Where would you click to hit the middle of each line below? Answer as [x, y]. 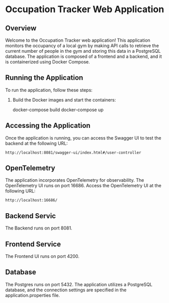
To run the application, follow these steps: [49, 90]
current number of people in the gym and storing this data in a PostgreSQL [83, 51]
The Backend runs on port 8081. [39, 228]
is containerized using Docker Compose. [48, 62]
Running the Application [44, 78]
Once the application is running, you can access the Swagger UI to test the [83, 138]
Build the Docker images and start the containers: [64, 99]
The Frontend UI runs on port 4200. [43, 256]
